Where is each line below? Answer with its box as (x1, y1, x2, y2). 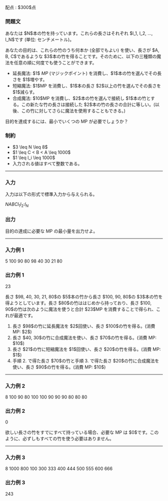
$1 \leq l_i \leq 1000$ (12, 154, 55, 160)
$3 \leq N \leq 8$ (12, 144, 48, 150)
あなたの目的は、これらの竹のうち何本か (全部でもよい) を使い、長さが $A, (5, 47, 159, 53)
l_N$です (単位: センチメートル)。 (5, 36, 74, 42)
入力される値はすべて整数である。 (12, 160, 82, 166)
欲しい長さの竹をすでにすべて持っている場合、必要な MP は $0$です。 (5, 429, 150, 435)
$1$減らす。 (12, 89, 37, 95)
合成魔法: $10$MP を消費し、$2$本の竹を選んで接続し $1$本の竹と (12, 95, 151, 101)
